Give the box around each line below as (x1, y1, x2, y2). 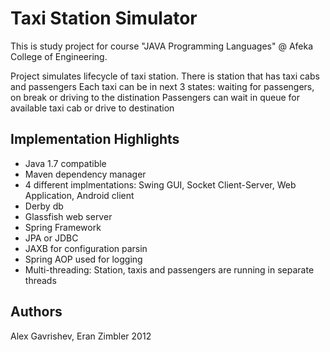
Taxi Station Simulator (10, 7, 198, 30)
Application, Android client (24, 189, 135, 201)
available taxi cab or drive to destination (10, 102, 175, 114)
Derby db (24, 200, 64, 212)
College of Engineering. (10, 50, 108, 62)
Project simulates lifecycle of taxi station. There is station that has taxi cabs (10, 70, 320, 82)
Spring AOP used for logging (24, 253, 143, 265)
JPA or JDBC (24, 232, 79, 244)
